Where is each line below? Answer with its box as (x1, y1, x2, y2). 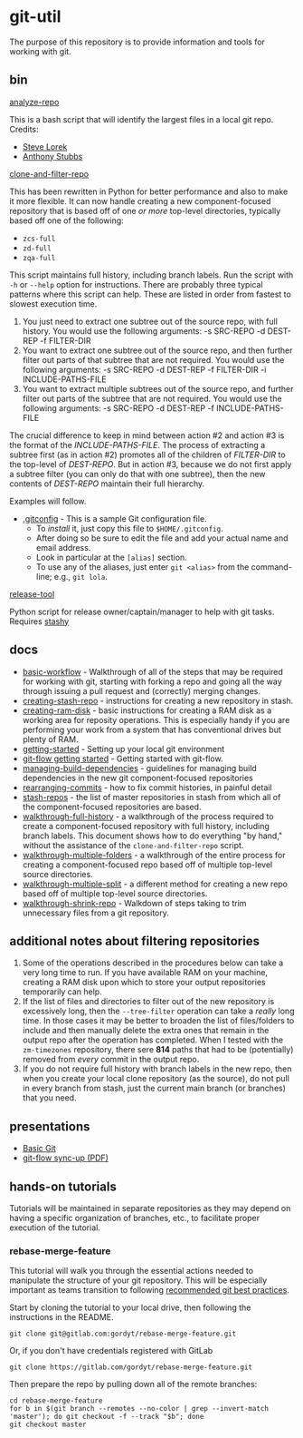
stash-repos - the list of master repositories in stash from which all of (22, 791, 281, 802)
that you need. (22, 1092, 77, 1103)
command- (251, 561, 292, 572)
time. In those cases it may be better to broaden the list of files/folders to (22, 1015, 295, 1026)
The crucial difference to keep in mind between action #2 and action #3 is (9, 429, 285, 441)
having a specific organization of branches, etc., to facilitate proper (9, 1213, 260, 1223)
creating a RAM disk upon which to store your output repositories (22, 977, 266, 988)
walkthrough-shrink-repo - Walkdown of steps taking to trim (22, 897, 247, 908)
